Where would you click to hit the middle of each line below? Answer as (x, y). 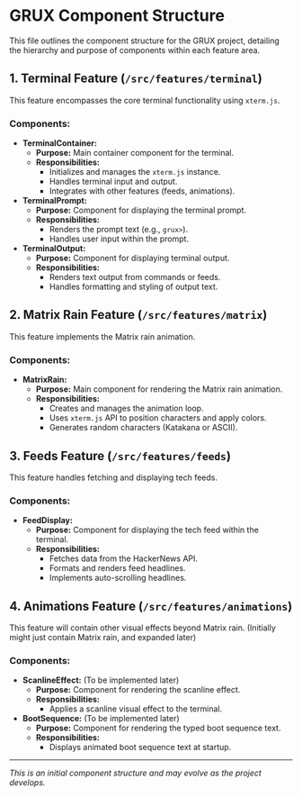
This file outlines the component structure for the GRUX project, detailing (145, 41)
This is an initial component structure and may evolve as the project (136, 773)
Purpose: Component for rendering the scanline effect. (138, 690)
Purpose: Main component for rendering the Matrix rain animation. (159, 389)
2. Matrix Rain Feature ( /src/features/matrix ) (138, 315)
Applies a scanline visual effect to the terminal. (136, 709)
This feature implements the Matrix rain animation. (102, 336)
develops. (27, 783)
